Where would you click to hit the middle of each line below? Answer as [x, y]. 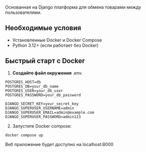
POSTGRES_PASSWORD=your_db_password [43, 95]
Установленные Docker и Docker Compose [57, 40]
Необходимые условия [43, 28]
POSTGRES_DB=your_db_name [32, 86]
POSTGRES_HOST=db [23, 82]
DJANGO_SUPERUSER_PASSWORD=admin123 [43, 117]
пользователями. [23, 12]
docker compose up [24, 135]
